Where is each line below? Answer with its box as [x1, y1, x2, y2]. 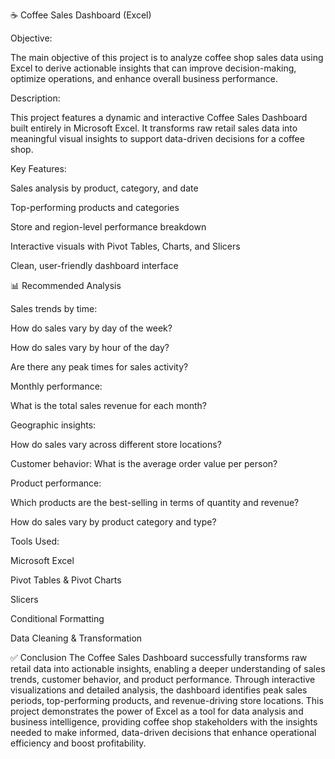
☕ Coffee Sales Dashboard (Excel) [10, 9, 152, 21]
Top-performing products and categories [10, 202, 180, 213]
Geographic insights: [10, 419, 97, 431]
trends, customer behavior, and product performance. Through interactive [10, 674, 316, 685]
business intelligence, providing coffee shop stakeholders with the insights [10, 716, 318, 728]
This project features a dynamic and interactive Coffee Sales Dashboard [10, 112, 308, 123]
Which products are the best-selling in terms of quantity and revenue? [10, 497, 300, 508]
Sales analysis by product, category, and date [10, 182, 199, 194]
